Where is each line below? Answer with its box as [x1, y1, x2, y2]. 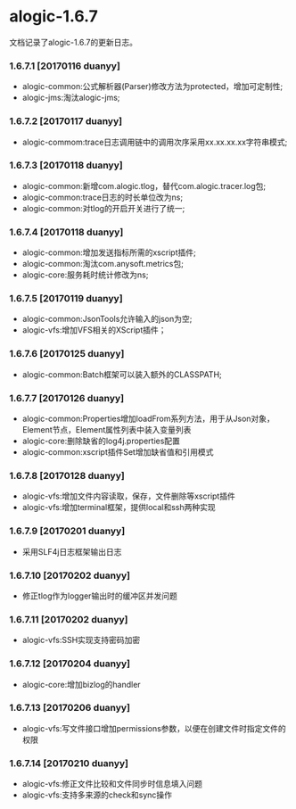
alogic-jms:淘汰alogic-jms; [21, 92, 120, 103]
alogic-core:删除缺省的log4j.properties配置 [21, 435, 181, 447]
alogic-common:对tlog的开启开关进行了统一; [21, 202, 185, 213]
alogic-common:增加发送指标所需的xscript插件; [21, 247, 196, 258]
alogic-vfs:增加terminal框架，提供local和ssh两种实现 [21, 502, 216, 513]
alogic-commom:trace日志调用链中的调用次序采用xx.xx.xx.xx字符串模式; [21, 136, 288, 147]
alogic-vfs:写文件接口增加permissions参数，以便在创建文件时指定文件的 [21, 722, 287, 733]
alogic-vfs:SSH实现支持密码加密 [21, 635, 141, 646]
